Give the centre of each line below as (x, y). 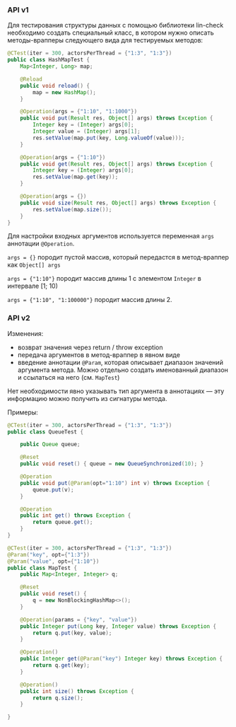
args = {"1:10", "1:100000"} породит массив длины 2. (90, 300)
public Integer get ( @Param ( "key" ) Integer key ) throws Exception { (121, 659)
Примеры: (23, 412)
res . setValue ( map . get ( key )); (76, 177)
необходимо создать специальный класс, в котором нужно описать (111, 33)
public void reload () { (55, 86)
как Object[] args (34, 265)
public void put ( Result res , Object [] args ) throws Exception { (117, 118)
